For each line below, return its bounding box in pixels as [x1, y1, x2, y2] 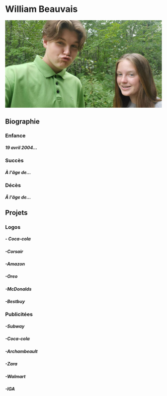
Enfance [5, 132, 26, 139]
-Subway [5, 324, 25, 329]
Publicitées [5, 311, 33, 318]
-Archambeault [5, 348, 38, 354]
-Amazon [5, 261, 25, 266]
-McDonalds [5, 286, 32, 292]
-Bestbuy [5, 299, 25, 305]
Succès [5, 157, 24, 164]
